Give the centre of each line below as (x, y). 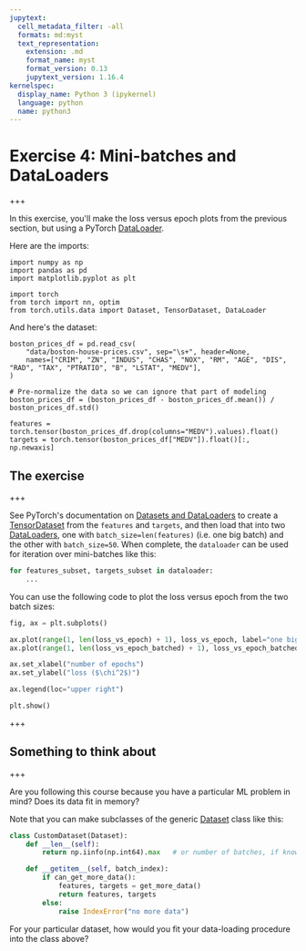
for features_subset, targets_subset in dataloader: (112, 571)
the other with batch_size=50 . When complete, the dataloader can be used (149, 544)
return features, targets (107, 894)
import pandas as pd (49, 271)
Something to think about (83, 752)
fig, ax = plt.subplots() (58, 623)
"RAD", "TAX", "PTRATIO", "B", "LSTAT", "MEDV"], (106, 368)
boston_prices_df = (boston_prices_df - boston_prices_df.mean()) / (142, 400)
